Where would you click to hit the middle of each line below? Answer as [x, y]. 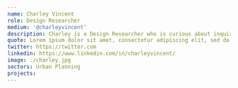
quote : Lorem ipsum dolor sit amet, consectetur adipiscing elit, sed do [119, 40]
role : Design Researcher [44, 21]
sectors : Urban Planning [44, 67]
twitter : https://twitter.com [52, 47]
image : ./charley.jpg [39, 60]
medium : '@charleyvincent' [47, 27]
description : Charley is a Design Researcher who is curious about [109, 34]
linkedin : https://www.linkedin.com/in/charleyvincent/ [91, 54]
